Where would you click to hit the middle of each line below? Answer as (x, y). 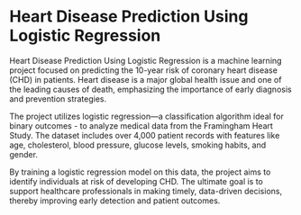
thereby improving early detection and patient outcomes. (115, 201)
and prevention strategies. (58, 99)
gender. (24, 154)
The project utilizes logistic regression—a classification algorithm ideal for (146, 116)
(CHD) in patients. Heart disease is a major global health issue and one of (146, 79)
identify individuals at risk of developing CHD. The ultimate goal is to (137, 181)
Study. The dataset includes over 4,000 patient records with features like (145, 135)
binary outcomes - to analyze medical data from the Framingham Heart (141, 125)
